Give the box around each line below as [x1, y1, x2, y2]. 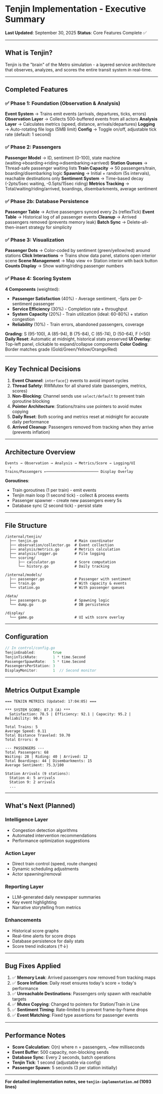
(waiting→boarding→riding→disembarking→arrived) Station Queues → [5, 160, 148, 166]
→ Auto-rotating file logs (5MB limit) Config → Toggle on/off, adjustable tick [5, 126, 157, 132]
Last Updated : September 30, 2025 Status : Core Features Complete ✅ [5, 30, 147, 35]
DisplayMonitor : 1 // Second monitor [5, 668, 97, 673]
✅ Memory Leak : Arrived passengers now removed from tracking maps [12, 975, 156, 980]
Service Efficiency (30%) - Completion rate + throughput [12, 306, 128, 312]
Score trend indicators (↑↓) [12, 943, 68, 949]
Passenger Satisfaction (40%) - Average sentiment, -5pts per [12, 295, 137, 302]
